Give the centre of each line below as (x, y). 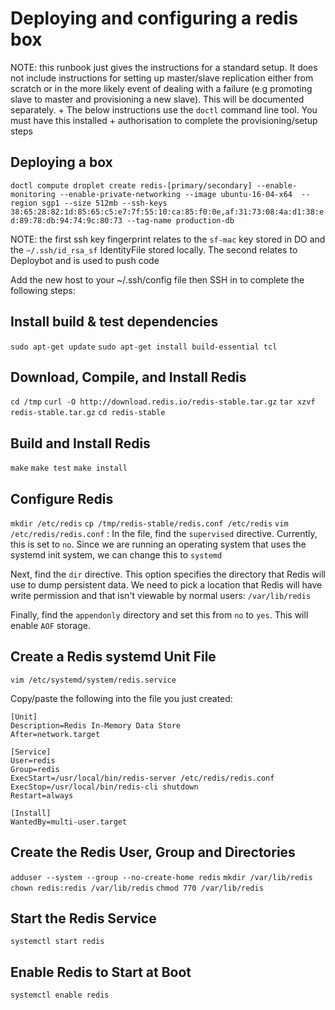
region (24, 203)
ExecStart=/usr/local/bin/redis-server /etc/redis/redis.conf (142, 778)
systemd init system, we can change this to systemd (116, 555)
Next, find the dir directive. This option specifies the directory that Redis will (168, 574)
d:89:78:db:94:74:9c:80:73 (66, 220)
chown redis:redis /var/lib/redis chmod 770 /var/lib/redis (137, 888)
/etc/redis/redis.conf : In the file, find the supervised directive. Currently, (164, 533)
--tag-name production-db (180, 220)
